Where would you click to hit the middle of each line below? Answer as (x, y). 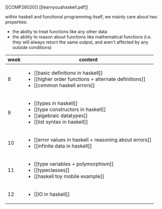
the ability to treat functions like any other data (60, 31)
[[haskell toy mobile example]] (69, 176)
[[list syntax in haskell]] (61, 122)
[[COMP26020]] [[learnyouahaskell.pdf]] (47, 7)
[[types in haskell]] (56, 103)
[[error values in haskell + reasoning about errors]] (93, 140)
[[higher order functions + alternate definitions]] (90, 79)
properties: (16, 22)
